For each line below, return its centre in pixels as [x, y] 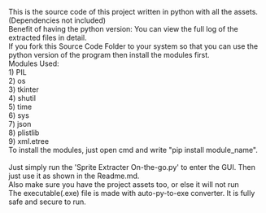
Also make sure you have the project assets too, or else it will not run [124, 185]
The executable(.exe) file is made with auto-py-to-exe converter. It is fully [132, 193]
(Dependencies [34, 20]
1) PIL [17, 72]
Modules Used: [34, 63]
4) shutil [22, 98]
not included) [84, 20]
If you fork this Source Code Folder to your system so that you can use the [133, 46]
